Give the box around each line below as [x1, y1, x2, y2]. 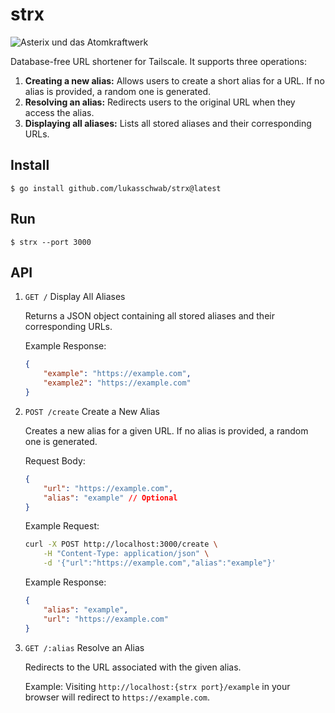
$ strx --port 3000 [10, 237, 92, 247]
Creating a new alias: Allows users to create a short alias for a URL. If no [24, 74, 325, 87]
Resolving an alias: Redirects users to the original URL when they [24, 96, 296, 108]
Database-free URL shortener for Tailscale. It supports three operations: [10, 55, 307, 67]
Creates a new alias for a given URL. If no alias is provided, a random [24, 424, 309, 437]
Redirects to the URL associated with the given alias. [24, 661, 242, 673]
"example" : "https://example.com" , [43, 369, 192, 379]
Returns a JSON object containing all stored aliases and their [24, 310, 275, 322]
